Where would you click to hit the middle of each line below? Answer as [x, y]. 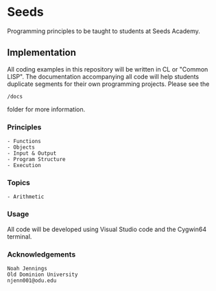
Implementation [42, 53]
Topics [19, 182]
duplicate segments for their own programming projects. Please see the [108, 84]
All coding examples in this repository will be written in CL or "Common [108, 69]
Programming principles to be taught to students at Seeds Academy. [104, 31]
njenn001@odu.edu [32, 280]
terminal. [20, 236]
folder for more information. [46, 109]
